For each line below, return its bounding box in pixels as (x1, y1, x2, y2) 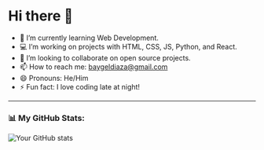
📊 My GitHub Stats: (8, 112, 85, 123)
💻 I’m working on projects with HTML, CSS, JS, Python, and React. (19, 42, 237, 51)
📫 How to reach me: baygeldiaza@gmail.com (19, 62, 168, 71)
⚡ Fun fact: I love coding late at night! (19, 82, 140, 91)
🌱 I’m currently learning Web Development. (19, 33, 159, 42)
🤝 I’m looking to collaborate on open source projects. (19, 53, 191, 62)
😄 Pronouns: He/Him (19, 73, 89, 82)
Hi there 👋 (8, 7, 73, 25)
